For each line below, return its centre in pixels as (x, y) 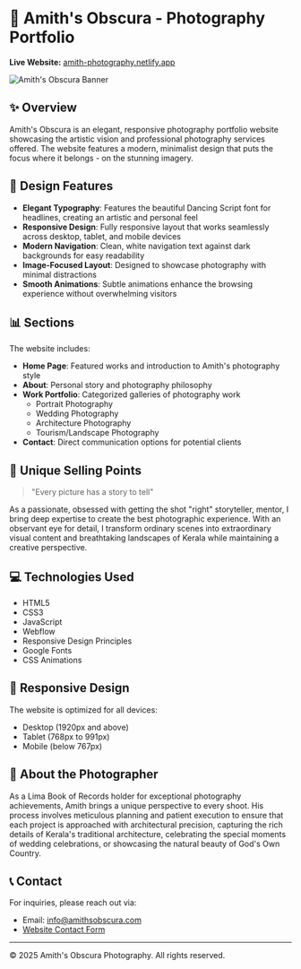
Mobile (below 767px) (62, 746)
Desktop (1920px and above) (76, 727)
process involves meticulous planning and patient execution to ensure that (146, 815)
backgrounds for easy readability (83, 255)
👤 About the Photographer (84, 774)
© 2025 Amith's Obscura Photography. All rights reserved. (117, 956)
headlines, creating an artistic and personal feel (110, 217)
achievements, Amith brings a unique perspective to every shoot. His (137, 805)
